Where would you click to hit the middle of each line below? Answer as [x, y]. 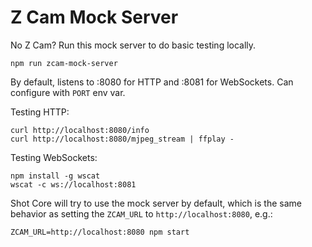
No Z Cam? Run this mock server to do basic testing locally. [133, 45]
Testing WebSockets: [54, 157]
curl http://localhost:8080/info [80, 130]
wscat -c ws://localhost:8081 [73, 184]
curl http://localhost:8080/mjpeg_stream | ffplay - [122, 139]
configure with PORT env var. [68, 92]
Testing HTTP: [40, 112]
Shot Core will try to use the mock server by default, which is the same [156, 203]
